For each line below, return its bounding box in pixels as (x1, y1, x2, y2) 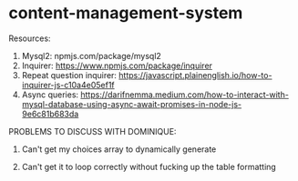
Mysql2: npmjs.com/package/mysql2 (21, 50, 161, 61)
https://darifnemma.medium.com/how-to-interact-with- (80, 89, 289, 100)
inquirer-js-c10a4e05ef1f (21, 79, 115, 90)
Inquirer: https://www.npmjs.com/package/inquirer (21, 60, 213, 71)
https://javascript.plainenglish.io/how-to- (118, 69, 272, 80)
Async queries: (21, 89, 79, 100)
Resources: (8, 33, 51, 44)
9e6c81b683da (21, 108, 79, 119)
